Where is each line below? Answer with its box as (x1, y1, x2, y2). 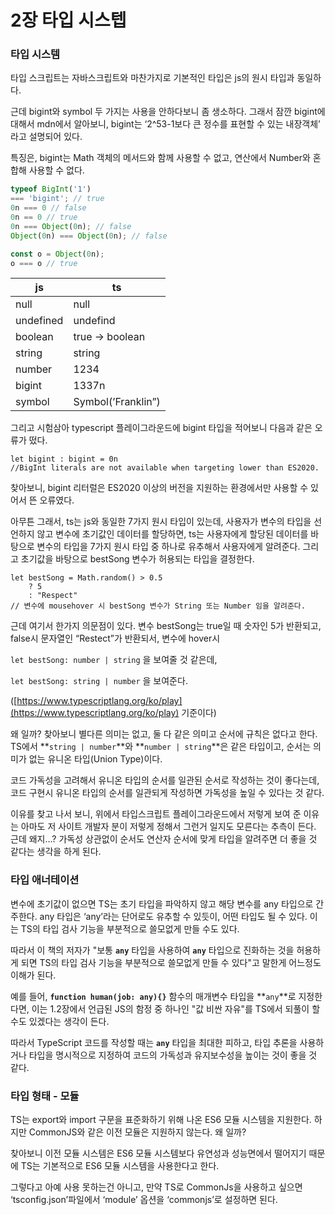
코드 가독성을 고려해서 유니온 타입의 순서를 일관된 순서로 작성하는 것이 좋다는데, (10, 774, 320, 786)
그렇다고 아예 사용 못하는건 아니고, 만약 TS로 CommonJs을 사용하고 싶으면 (10, 1181, 303, 1193)
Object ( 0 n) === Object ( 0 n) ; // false (10, 231, 168, 241)
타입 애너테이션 (10, 873, 80, 887)
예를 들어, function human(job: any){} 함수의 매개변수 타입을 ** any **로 (10, 990, 297, 1002)
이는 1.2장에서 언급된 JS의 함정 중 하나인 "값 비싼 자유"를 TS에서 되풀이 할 (31, 1002, 321, 1015)
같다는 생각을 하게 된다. (10, 846, 102, 858)
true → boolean (73, 330, 146, 344)
